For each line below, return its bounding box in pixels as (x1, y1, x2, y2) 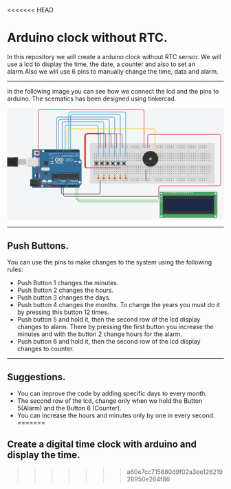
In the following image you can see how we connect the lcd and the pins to (7, 87, 219, 95)
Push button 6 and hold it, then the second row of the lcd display (16, 337, 201, 346)
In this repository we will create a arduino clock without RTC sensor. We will (7, 52, 221, 61)
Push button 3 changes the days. (16, 293, 111, 302)
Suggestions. (7, 371, 66, 383)
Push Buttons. (7, 240, 69, 251)
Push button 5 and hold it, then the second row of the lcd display (16, 315, 201, 324)
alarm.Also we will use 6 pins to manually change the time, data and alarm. (7, 67, 219, 75)
